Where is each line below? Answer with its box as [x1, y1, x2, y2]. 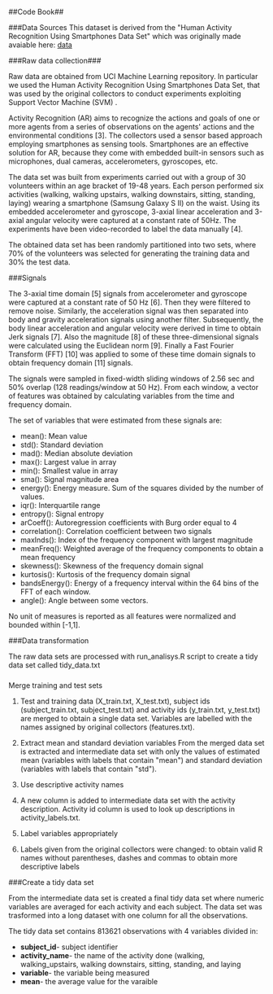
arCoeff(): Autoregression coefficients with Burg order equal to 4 [19, 518, 237, 528]
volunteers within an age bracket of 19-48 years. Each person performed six [8, 181, 264, 190]
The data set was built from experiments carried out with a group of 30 [8, 173, 246, 182]
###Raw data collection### [8, 56, 102, 65]
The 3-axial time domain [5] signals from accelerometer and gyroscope [8, 289, 248, 298]
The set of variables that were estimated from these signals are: [8, 415, 222, 425]
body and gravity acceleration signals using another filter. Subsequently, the [8, 315, 264, 324]
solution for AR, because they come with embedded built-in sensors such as [8, 148, 264, 157]
